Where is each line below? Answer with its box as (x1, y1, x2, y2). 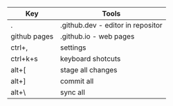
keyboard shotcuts (60, 54, 121, 63)
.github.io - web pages (60, 32, 135, 41)
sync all (60, 87, 85, 97)
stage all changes (60, 65, 118, 74)
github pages (10, 32, 54, 41)
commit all (60, 76, 94, 85)
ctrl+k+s (10, 54, 38, 63)
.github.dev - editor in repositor (60, 21, 163, 30)
